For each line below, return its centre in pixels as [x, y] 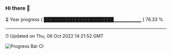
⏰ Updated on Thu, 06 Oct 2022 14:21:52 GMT [55, 36]
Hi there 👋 [18, 8]
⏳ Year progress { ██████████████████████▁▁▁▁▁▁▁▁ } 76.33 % [84, 19]
